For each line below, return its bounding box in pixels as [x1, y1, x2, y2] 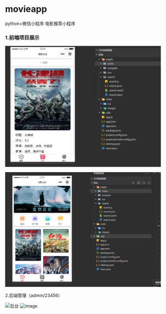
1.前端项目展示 [5, 34, 40, 41]
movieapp [5, 3, 47, 15]
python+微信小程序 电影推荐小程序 [5, 20, 76, 26]
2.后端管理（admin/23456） [5, 293, 63, 299]
